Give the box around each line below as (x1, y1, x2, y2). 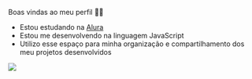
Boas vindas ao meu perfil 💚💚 (8, 8, 104, 16)
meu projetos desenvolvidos (19, 48, 112, 56)
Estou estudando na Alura (19, 23, 104, 31)
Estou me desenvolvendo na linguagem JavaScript (19, 31, 184, 40)
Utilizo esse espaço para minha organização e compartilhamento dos (19, 39, 245, 48)
